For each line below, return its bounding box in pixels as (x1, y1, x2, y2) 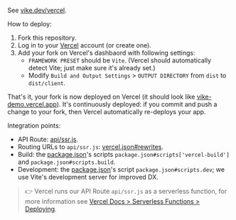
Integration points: (7, 121, 61, 130)
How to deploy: (7, 20, 52, 28)
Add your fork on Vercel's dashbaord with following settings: (17, 49, 195, 57)
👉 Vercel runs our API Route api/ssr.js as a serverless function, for (24, 187, 227, 195)
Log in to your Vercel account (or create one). (17, 41, 151, 49)
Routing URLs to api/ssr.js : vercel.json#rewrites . (17, 143, 164, 151)
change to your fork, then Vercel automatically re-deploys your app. (7, 108, 206, 116)
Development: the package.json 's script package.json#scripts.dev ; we (17, 165, 225, 173)
